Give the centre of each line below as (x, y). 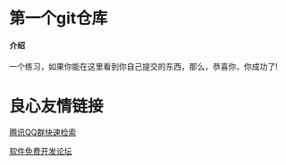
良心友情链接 (57, 106)
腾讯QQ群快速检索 (43, 132)
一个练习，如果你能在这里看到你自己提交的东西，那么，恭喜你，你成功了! (144, 67)
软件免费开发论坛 (41, 152)
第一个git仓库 (59, 18)
